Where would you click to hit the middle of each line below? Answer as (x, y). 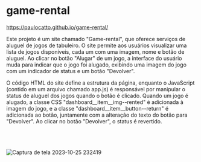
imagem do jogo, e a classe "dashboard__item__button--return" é (88, 108)
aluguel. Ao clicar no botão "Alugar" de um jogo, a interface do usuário (94, 58)
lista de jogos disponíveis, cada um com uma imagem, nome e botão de (95, 51)
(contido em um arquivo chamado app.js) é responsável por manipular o (96, 89)
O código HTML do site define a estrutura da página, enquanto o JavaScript (101, 83)
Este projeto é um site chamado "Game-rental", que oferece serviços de (96, 39)
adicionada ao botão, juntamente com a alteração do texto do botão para (97, 115)
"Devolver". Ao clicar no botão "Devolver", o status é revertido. (84, 121)
